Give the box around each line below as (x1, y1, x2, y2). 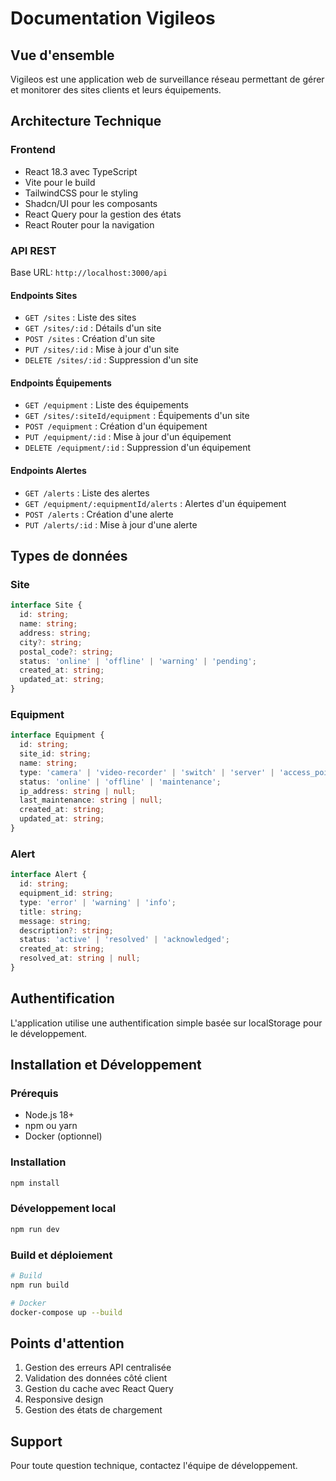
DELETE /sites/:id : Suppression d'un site (24, 354, 199, 366)
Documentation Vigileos (10, 7, 216, 30)
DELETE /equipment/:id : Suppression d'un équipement (24, 442, 252, 454)
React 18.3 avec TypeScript (24, 165, 138, 177)
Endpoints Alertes (10, 464, 87, 476)
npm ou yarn (24, 1120, 78, 1132)
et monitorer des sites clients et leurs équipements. (10, 84, 222, 96)
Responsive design (24, 1393, 104, 1406)
